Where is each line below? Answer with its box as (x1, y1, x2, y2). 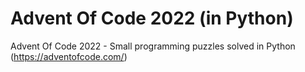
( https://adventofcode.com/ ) (10, 50, 128, 62)
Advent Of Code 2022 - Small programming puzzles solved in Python (10, 40, 296, 52)
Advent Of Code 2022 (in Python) (10, 7, 294, 30)
